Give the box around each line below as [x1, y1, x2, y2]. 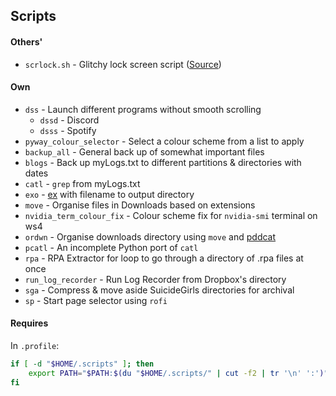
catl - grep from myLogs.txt [24, 177, 141, 189]
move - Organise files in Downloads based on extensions [24, 199, 256, 211]
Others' [10, 35, 43, 48]
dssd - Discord [39, 114, 100, 126]
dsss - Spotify [39, 124, 97, 136]
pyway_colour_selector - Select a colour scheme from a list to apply [24, 135, 305, 147]
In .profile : [10, 340, 60, 351]
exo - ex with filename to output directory [24, 188, 195, 200]
